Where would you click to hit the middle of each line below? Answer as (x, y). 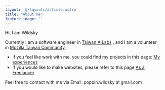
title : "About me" (24, 14)
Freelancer (23, 73)
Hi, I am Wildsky (21, 33)
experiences (25, 62)
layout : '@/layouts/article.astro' (42, 10)
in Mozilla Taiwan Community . (36, 48)
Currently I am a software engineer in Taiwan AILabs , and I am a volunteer (81, 42)
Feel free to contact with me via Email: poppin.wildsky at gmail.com (74, 82)
